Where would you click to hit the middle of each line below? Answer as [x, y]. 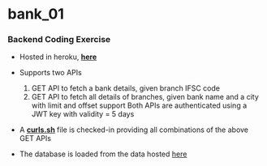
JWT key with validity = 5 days [83, 114]
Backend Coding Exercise [59, 40]
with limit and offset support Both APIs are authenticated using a [139, 105]
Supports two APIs [50, 73]
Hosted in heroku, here [58, 57]
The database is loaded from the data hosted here [103, 154]
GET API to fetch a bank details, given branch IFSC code [126, 88]
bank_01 [36, 14]
